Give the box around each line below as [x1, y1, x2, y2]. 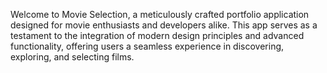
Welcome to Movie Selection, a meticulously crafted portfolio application [10, 9, 310, 20]
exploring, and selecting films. [10, 51, 135, 63]
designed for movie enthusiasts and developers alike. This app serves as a [10, 19, 318, 31]
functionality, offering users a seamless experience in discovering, [10, 40, 285, 52]
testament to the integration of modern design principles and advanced [10, 30, 305, 41]
